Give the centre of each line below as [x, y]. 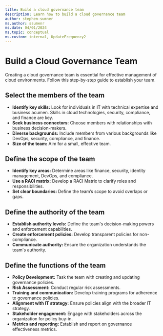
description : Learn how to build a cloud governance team [65, 14]
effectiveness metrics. [34, 329]
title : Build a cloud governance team [44, 10]
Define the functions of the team [55, 265]
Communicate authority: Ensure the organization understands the [79, 245]
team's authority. [29, 250]
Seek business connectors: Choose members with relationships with [82, 122]
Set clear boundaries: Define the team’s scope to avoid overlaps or [80, 192]
